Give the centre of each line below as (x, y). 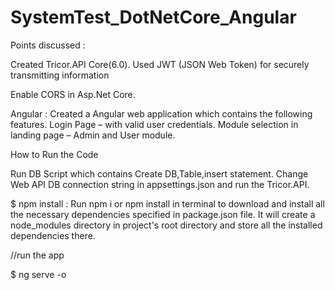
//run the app (37, 255)
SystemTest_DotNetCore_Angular (153, 17)
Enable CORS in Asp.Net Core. (73, 94)
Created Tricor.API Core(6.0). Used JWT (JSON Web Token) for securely (160, 64)
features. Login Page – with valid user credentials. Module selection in (154, 124)
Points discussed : (48, 45)
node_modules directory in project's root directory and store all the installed (166, 225)
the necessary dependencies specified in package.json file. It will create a (163, 214)
